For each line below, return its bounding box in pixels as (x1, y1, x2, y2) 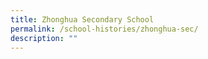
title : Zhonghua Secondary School (10, 14, 155, 25)
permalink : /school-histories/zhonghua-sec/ (10, 24, 199, 34)
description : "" (10, 33, 78, 43)
